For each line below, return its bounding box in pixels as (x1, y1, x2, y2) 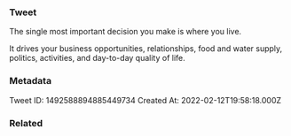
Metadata (9, 75, 51, 87)
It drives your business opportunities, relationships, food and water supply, (9, 43, 283, 54)
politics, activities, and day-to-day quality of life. (9, 53, 186, 64)
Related (9, 117, 43, 129)
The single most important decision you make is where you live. (9, 26, 242, 37)
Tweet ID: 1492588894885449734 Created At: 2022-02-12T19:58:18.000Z (9, 94, 282, 105)
